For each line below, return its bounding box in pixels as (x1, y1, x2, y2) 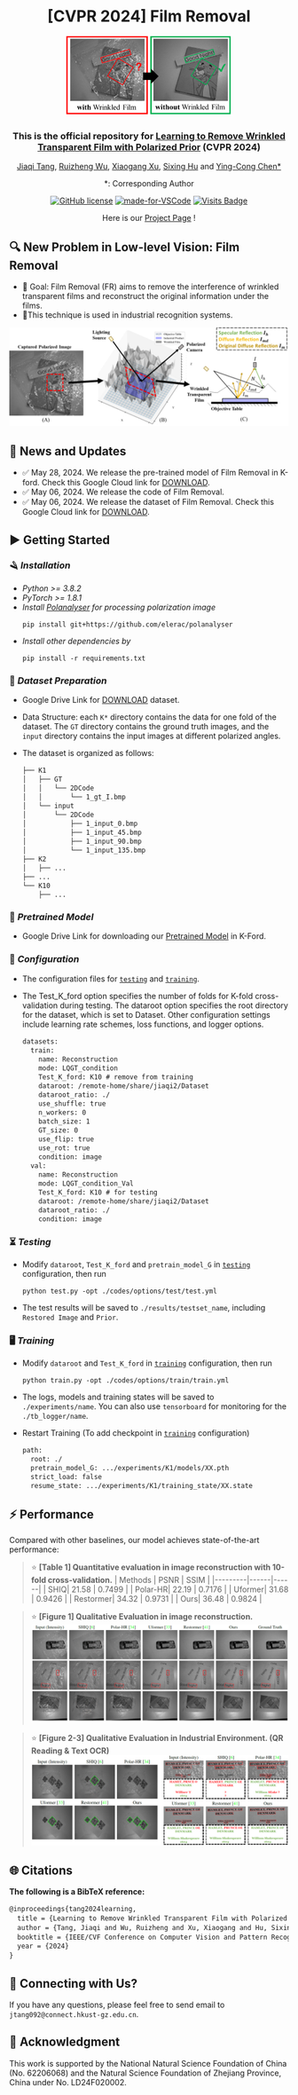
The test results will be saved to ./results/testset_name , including (21, 1303, 266, 1313)
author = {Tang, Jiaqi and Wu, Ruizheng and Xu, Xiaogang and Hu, (17, 1923, 268, 1932)
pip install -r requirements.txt (21, 654, 146, 663)
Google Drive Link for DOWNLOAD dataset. (21, 695, 180, 705)
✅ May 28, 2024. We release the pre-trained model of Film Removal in (21, 468, 278, 478)
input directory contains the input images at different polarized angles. (21, 730, 281, 742)
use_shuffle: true (38, 1099, 106, 1108)
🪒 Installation (9, 559, 71, 571)
